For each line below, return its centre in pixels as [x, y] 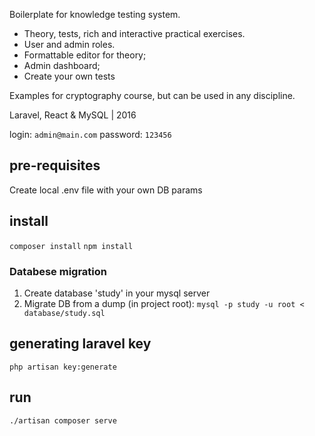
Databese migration [58, 271]
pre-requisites [55, 165]
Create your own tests [69, 76]
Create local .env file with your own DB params [106, 190]
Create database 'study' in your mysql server [117, 293]
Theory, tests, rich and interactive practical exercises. [134, 33]
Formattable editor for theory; [85, 55]
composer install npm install [71, 246]
